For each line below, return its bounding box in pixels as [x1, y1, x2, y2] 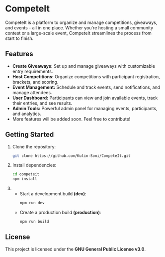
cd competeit [12, 172, 40, 177]
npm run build [19, 219, 49, 224]
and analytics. [12, 111, 41, 117]
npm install [12, 176, 37, 182]
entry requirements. [12, 68, 53, 74]
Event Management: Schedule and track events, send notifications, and [12, 84, 161, 90]
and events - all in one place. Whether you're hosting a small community [5, 24, 154, 30]
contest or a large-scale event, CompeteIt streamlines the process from [5, 30, 152, 36]
